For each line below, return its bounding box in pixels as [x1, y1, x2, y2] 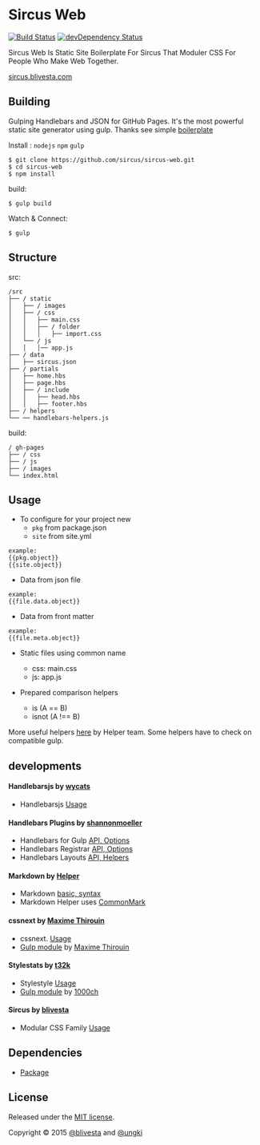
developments [8, 759, 82, 773]
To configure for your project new [19, 515, 131, 524]
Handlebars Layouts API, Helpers [19, 852, 130, 863]
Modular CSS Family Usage [19, 1022, 110, 1032]
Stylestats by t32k [8, 961, 70, 970]
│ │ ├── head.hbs [8, 393, 81, 401]
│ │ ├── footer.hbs [8, 399, 88, 408]
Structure [8, 251, 58, 265]
